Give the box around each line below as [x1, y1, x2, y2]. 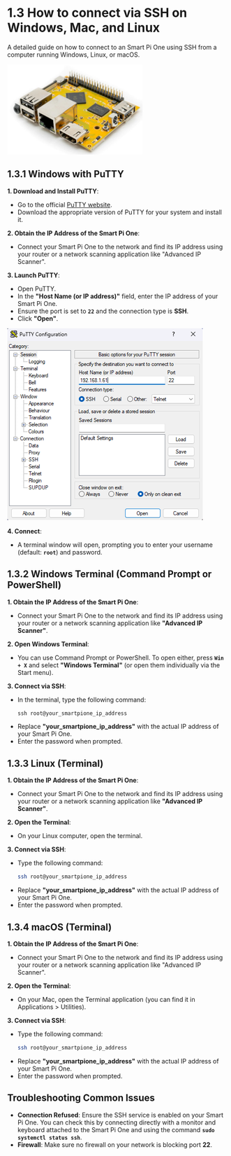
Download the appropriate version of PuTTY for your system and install [17, 208, 222, 216]
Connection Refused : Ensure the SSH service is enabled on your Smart [17, 1110, 223, 1119]
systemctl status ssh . [17, 1133, 82, 1141]
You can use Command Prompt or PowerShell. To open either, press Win [17, 653, 225, 662]
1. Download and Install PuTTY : [7, 187, 99, 195]
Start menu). [17, 668, 54, 676]
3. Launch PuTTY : [7, 271, 61, 279]
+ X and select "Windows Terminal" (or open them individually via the [17, 660, 221, 669]
